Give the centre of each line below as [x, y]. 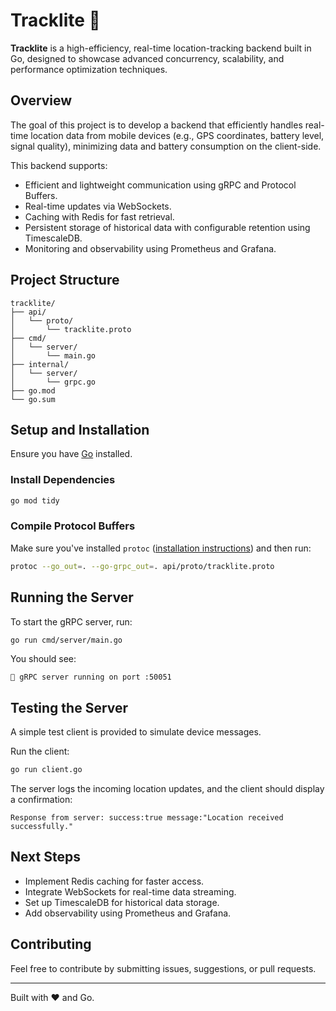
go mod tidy [35, 500]
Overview [41, 100]
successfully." [42, 827]
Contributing [51, 944]
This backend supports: [59, 165]
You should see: [43, 659]
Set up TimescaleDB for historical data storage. [122, 902]
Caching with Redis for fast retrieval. [99, 216]
